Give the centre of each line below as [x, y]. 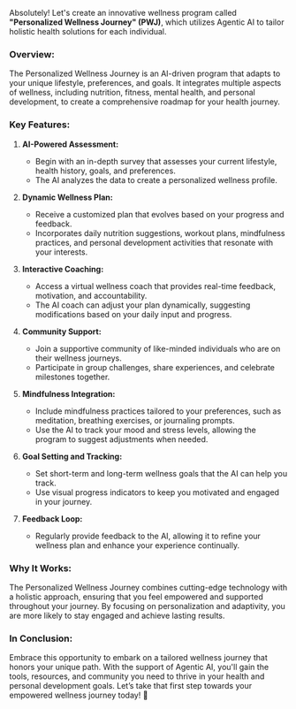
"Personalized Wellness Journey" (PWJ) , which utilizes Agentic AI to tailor [147, 22]
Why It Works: [41, 568]
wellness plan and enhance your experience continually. [137, 545]
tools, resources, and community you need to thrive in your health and [137, 676]
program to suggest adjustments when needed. [121, 439]
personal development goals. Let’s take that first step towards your [131, 686]
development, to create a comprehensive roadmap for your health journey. [145, 102]
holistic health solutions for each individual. [88, 31]
